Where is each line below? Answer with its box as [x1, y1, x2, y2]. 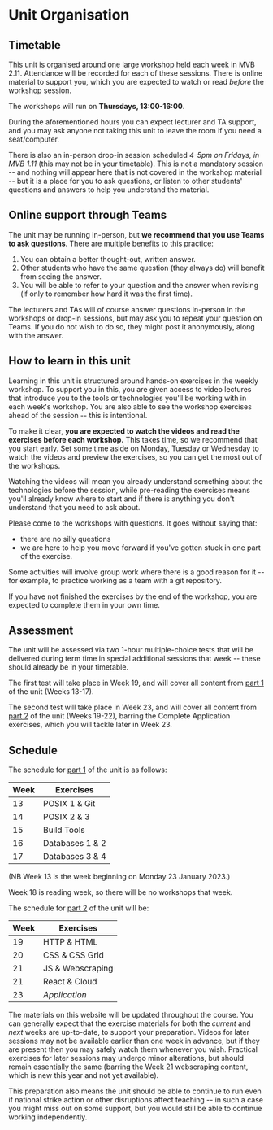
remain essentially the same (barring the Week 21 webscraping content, [8, 1062, 249, 1071]
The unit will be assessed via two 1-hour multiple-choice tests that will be [8, 645, 254, 655]
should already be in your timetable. [8, 662, 128, 672]
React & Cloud [43, 976, 97, 988]
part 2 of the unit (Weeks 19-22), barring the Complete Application [8, 711, 231, 721]
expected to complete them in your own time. [8, 600, 160, 609]
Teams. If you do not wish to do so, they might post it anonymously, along [8, 321, 256, 331]
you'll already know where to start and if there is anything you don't [8, 494, 235, 504]
